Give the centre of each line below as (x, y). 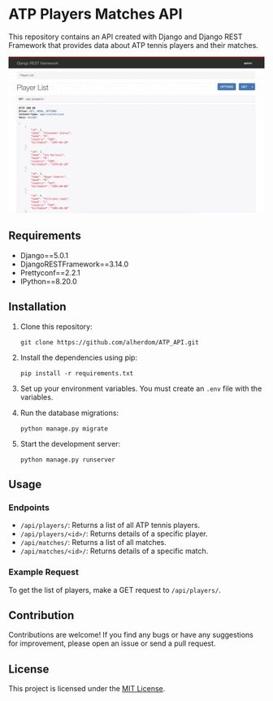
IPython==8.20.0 (48, 281)
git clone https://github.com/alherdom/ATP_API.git (109, 342)
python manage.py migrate (64, 428)
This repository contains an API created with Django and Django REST (126, 37)
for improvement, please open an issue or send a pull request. (112, 643)
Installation (37, 307)
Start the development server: (70, 444)
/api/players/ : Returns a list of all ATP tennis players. (110, 526)
